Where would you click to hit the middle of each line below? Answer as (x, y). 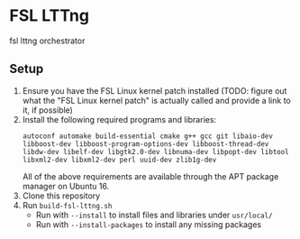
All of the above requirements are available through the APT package (150, 176)
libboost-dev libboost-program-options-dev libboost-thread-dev (145, 144)
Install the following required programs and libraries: (119, 119)
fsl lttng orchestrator (47, 41)
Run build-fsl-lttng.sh (67, 205)
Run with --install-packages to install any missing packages (149, 224)
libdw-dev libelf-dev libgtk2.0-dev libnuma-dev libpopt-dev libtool (156, 152)
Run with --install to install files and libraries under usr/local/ (154, 215)
